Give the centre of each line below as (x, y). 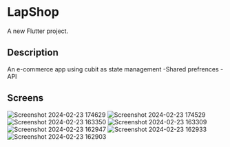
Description (33, 53)
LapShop (33, 12)
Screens (25, 98)
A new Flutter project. (38, 31)
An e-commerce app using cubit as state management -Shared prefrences (113, 69)
